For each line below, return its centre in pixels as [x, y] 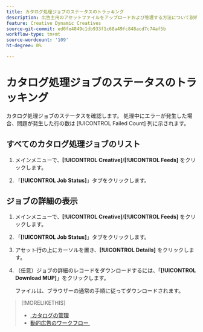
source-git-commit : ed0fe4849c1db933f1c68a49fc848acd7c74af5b [86, 29]
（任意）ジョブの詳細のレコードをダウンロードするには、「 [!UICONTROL [105, 270]
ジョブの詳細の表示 [42, 201]
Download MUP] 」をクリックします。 [62, 278]
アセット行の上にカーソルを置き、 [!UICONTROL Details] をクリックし [102, 250]
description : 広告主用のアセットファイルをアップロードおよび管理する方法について [98, 18]
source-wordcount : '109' [37, 40]
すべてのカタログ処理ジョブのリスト [73, 144]
